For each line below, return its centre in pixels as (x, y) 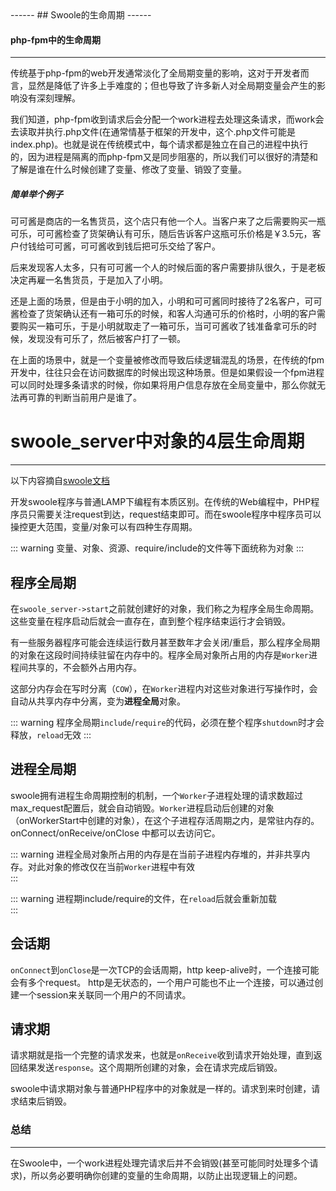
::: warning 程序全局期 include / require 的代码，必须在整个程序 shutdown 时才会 (167, 722)
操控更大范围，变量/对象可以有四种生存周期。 (104, 527)
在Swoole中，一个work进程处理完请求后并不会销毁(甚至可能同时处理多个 (160, 1163)
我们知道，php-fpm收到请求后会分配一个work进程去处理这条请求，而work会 (167, 119)
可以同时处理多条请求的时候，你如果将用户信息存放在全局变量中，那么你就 (163, 385)
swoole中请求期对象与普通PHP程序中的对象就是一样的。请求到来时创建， (161, 1089)
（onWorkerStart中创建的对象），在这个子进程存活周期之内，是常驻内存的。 (165, 820)
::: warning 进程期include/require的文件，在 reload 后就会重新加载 (144, 898)
